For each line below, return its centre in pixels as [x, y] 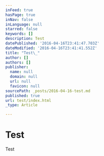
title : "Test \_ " [23, 53]
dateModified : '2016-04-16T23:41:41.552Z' [51, 48]
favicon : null [25, 86]
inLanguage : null [24, 24]
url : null [20, 81]
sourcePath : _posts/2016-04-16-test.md [48, 91]
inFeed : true [19, 10]
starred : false [22, 29]
